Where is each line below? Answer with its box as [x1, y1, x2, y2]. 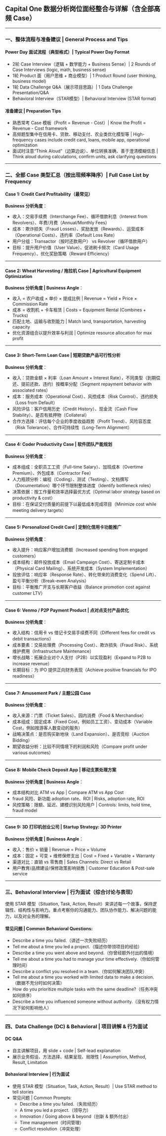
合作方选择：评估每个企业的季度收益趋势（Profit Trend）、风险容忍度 [12, 418, 152, 424]
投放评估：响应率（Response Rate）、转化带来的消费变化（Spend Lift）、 [12, 571, 159, 577]
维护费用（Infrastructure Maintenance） [12, 648, 94, 654]
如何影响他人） [21, 1005, 52, 1011]
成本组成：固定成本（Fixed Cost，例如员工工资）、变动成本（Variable [12, 719, 153, 725]
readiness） [12, 673, 37, 679]
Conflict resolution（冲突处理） [19, 1126, 83, 1132]
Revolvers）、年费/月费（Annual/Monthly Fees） [12, 220, 110, 226]
